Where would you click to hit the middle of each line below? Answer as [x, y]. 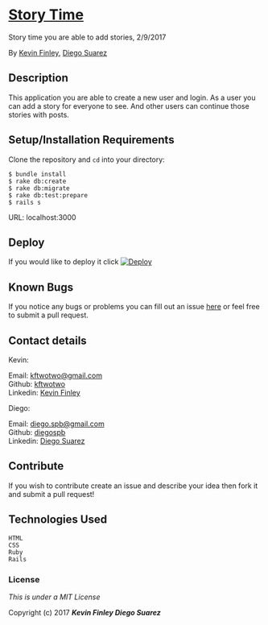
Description [38, 78]
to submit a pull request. [48, 315]
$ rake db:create [37, 181]
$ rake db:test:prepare [48, 195]
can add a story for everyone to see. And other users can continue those [129, 106]
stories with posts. [39, 114]
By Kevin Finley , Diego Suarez [58, 52]
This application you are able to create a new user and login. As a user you [132, 97]
